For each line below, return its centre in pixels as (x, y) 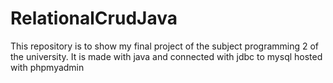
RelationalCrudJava (94, 18)
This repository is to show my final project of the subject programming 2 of (165, 46)
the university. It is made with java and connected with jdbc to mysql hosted (166, 56)
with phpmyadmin (47, 67)
